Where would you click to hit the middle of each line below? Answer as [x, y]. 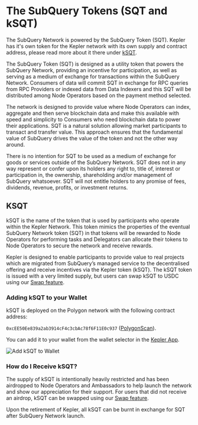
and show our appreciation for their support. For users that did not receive [97, 392]
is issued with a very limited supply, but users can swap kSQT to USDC [92, 276]
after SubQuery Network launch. [46, 416]
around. [16, 144]
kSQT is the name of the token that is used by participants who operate [93, 220]
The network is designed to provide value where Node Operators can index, [98, 107]
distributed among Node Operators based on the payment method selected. [98, 95]
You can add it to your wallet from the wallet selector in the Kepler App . [93, 340]
